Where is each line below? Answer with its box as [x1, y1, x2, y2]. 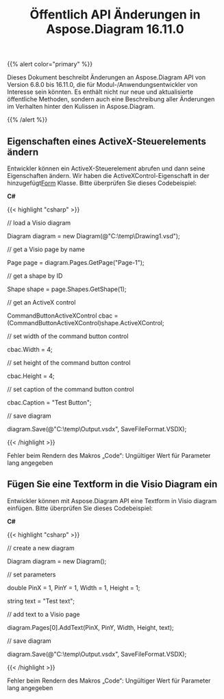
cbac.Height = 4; [7, 372, 55, 380]
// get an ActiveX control [7, 298, 76, 306]
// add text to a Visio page [7, 610, 80, 618]
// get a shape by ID [7, 272, 63, 280]
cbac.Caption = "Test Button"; [7, 398, 92, 407]
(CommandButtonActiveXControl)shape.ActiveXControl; [7, 319, 164, 327]
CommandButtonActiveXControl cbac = [7, 312, 119, 320]
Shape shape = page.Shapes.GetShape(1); [7, 285, 127, 293]
